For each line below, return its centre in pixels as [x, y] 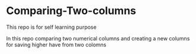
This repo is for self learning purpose [51, 27]
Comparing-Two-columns [71, 11]
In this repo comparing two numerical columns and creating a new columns [98, 38]
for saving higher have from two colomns [56, 45]
